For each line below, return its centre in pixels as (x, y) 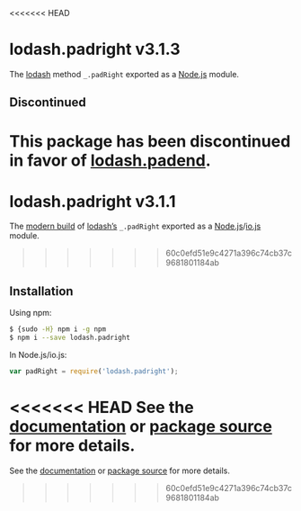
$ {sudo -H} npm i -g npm (58, 329)
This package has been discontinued (150, 141)
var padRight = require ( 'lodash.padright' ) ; (94, 372)
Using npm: (31, 313)
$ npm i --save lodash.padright (70, 338)
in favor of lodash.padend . (110, 160)
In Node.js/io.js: (38, 355)
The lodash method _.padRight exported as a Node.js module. (124, 74)
